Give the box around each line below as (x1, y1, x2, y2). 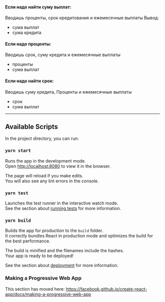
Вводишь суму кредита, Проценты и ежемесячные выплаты (5, 89, 132, 95)
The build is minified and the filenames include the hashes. (5, 248, 124, 254)
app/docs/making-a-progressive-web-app (5, 291, 91, 297)
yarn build (5, 217, 31, 223)
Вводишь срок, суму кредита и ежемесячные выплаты (5, 52, 121, 58)
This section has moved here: (5, 286, 65, 292)
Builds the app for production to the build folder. (5, 228, 104, 234)
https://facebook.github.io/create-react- (65, 286, 147, 292)
